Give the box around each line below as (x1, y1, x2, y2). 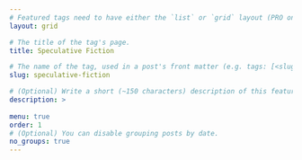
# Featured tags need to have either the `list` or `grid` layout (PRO (9, 13, 283, 22)
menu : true (9, 111, 50, 121)
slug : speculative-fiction (9, 71, 111, 80)
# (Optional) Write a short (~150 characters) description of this (9, 87, 268, 96)
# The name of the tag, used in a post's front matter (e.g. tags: (9, 62, 268, 72)
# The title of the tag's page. (9, 38, 130, 47)
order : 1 (9, 120, 42, 129)
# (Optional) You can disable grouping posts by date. (9, 129, 219, 138)
